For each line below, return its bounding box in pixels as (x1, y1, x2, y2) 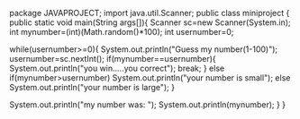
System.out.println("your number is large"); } (9, 82, 176, 92)
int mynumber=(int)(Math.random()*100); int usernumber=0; (9, 27, 234, 37)
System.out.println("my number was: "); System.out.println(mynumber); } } (9, 99, 286, 110)
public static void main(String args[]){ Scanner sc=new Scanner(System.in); (9, 17, 291, 28)
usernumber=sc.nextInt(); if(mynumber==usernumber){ (9, 54, 216, 64)
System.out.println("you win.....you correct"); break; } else (9, 63, 225, 73)
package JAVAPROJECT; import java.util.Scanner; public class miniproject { (9, 8, 290, 18)
